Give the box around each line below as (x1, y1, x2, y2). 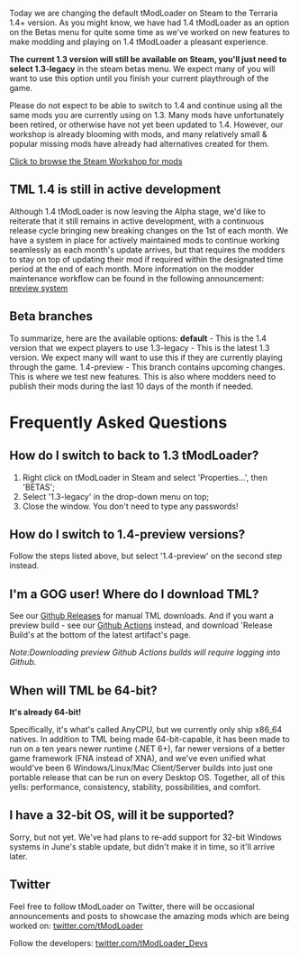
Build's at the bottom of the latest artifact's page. (9, 630, 192, 640)
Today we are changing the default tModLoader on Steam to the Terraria (9, 8, 278, 18)
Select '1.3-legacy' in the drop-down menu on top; (22, 491, 210, 502)
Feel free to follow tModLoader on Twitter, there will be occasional (9, 901, 255, 912)
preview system (9, 282, 68, 293)
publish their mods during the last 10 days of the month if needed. (9, 381, 254, 391)
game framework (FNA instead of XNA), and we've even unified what (9, 753, 266, 764)
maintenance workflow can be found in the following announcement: (9, 272, 264, 283)
